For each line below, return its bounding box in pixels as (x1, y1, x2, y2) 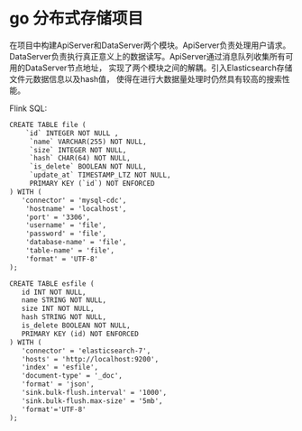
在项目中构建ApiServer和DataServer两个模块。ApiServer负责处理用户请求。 (9, 40, 291, 50)
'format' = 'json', (21, 380, 95, 389)
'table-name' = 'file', (25, 246, 115, 255)
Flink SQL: (9, 103, 48, 114)
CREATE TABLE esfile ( (9, 279, 95, 289)
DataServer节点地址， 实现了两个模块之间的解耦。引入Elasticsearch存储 (24, 62, 293, 73)
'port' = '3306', (25, 213, 91, 222)
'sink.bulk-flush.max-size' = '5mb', (21, 396, 164, 406)
